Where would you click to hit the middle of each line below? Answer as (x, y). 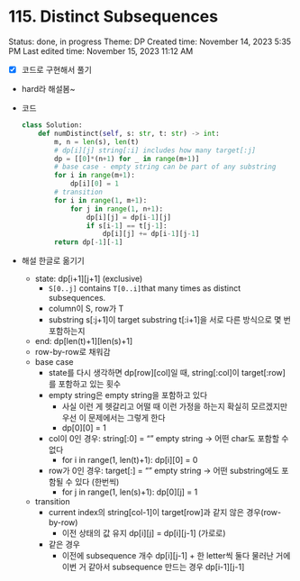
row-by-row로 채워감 (73, 352)
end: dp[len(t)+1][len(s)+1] (84, 341)
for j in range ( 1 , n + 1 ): (117, 209)
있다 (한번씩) (97, 482)
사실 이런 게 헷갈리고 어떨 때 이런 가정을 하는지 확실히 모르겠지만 (175, 406)
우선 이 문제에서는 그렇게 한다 (114, 418)
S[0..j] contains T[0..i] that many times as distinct (145, 288)
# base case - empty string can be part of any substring (165, 167)
